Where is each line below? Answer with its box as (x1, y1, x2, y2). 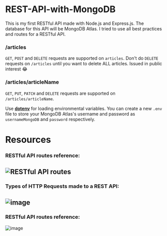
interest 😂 (5, 66, 28, 72)
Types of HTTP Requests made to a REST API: (5, 182, 120, 189)
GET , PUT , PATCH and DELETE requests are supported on (5, 90, 116, 96)
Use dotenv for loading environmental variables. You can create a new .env (5, 105, 162, 111)
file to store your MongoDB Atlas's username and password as (5, 110, 135, 117)
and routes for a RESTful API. (5, 31, 66, 37)
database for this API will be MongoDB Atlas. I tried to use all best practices (5, 25, 162, 31)
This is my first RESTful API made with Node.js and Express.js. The (5, 20, 144, 26)
